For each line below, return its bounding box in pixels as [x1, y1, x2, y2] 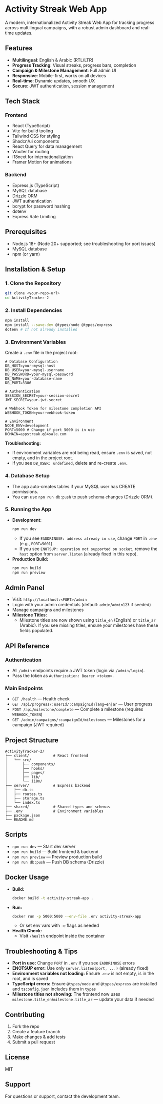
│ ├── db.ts [5, 787, 34, 793]
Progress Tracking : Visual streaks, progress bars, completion [12, 62, 137, 68]
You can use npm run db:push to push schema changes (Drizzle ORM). [12, 494, 154, 500]
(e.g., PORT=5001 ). [19, 540, 54, 546]
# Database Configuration [5, 359, 58, 364]
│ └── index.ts [5, 800, 41, 805]
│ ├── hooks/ [5, 766, 45, 771]
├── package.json [5, 813, 41, 818]
